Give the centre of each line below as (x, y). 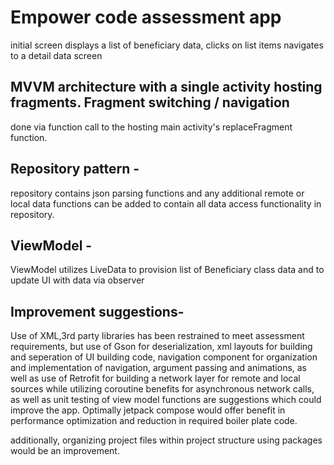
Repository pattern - (75, 169)
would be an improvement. (65, 451)
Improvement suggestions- (97, 311)
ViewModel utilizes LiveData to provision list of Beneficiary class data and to (167, 270)
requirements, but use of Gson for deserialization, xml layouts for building (161, 347)
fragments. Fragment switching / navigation (150, 102)
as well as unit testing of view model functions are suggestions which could (166, 400)
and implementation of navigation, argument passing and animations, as (159, 368)
